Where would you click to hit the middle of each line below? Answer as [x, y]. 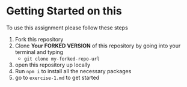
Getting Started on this [64, 11]
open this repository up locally [53, 65]
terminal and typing [39, 52]
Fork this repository [39, 39]
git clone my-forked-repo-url [62, 59]
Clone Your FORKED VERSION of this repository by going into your [98, 46]
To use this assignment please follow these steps [67, 28]
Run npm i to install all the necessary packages [73, 71]
